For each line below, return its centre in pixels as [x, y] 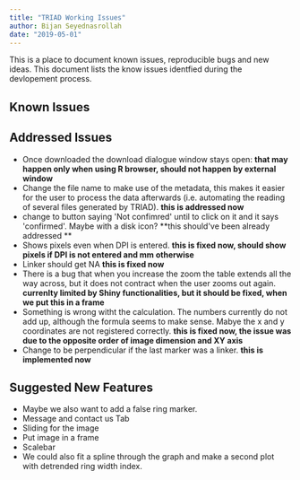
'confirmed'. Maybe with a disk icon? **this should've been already [146, 226]
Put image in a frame [60, 438]
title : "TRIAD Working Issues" [68, 17]
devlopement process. [51, 79]
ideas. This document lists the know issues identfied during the [126, 69]
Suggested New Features [81, 387]
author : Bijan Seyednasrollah [66, 26]
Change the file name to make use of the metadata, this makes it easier [153, 188]
